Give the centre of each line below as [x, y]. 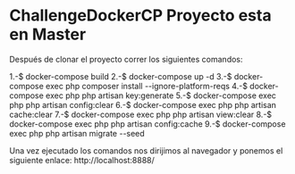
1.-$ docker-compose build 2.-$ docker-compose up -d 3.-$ [121, 76]
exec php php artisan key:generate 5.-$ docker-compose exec [161, 95]
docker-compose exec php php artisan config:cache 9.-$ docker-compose [147, 124]
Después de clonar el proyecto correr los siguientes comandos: [126, 59]
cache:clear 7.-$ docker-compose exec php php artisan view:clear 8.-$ [141, 114]
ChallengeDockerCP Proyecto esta [140, 16]
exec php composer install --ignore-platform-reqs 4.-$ [147, 86]
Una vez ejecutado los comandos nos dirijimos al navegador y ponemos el [146, 150]
